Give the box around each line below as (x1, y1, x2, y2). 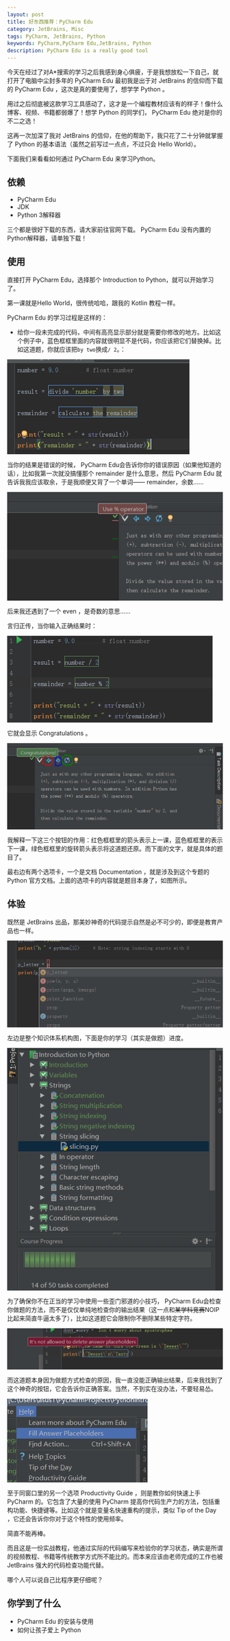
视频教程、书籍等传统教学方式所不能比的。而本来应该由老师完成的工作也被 (12, 1552, 223, 1561)
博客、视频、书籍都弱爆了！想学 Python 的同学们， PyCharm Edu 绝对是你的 (7, 109, 222, 116)
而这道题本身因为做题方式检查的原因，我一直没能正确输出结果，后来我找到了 (7, 1376, 223, 1384)
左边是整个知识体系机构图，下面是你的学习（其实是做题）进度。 (7, 1034, 187, 1042)
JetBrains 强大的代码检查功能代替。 (7, 1561, 108, 1569)
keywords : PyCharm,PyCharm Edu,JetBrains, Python (7, 40, 152, 47)
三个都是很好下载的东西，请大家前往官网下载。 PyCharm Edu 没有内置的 (7, 225, 212, 234)
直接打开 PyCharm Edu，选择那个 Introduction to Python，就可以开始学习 (7, 275, 214, 284)
